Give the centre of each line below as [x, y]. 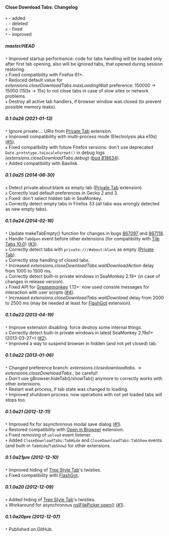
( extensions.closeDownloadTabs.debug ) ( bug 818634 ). [63, 158]
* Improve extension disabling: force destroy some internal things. [74, 328]
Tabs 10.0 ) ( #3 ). [22, 244]
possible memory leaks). [31, 107]
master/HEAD [20, 46]
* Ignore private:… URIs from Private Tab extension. [59, 131]
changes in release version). [35, 282]
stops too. [16, 400]
